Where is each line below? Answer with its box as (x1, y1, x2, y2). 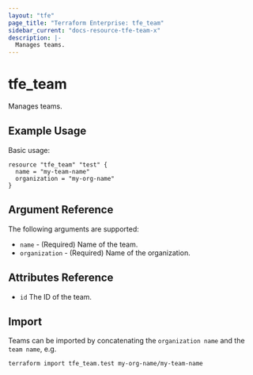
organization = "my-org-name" (15, 174, 115, 182)
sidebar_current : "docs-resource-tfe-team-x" (8, 26, 160, 34)
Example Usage (8, 124, 87, 138)
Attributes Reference (8, 271, 114, 285)
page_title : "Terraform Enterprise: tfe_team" (8, 19, 164, 27)
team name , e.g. (8, 344, 57, 354)
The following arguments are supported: (8, 224, 140, 234)
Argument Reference (8, 203, 114, 216)
